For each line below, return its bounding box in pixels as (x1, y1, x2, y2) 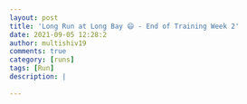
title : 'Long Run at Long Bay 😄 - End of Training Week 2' (9, 22, 240, 31)
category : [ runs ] (9, 55, 75, 64)
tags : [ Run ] (9, 64, 54, 73)
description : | (9, 72, 67, 81)
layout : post (9, 13, 59, 23)
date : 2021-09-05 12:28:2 (9, 30, 107, 39)
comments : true (9, 47, 67, 56)
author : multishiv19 (9, 38, 88, 48)
